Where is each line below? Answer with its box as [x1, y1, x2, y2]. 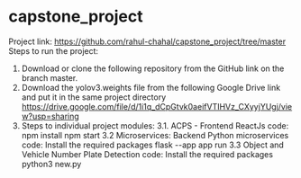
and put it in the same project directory [21, 92, 167, 102]
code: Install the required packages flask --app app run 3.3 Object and [21, 139, 285, 150]
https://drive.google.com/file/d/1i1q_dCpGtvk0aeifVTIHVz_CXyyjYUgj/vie [21, 101, 293, 111]
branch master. [21, 72, 78, 83]
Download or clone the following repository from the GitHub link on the [21, 63, 285, 74]
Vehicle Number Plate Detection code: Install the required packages [21, 148, 274, 159]
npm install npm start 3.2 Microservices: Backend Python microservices [21, 129, 289, 140]
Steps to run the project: [8, 45, 99, 56]
